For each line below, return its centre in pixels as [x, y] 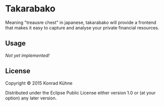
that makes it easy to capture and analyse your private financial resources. [82, 27]
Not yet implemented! [28, 55]
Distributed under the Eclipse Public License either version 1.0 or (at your [80, 93]
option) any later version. [31, 98]
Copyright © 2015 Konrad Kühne [39, 83]
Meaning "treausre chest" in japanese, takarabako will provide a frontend [81, 22]
